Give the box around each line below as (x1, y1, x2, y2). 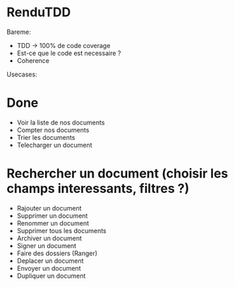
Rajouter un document (16, 204, 82, 212)
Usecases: (6, 70, 37, 78)
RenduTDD (6, 4, 71, 20)
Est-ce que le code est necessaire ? (16, 49, 121, 57)
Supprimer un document (16, 211, 88, 220)
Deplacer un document (16, 256, 84, 265)
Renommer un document (16, 218, 90, 227)
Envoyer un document (16, 264, 81, 272)
